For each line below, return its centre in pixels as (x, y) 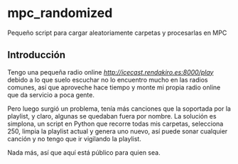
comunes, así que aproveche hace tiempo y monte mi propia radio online (114, 87)
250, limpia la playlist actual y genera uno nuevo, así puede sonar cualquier (118, 131)
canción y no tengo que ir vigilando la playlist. (75, 138)
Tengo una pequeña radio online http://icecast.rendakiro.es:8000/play (110, 72)
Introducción (37, 55)
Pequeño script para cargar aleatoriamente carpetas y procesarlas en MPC (117, 33)
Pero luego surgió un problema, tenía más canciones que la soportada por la (119, 109)
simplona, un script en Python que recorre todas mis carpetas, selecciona (115, 124)
